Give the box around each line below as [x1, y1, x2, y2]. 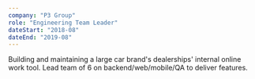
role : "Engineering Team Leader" [8, 19, 118, 27]
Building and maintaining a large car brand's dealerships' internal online [8, 55, 242, 64]
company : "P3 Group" [8, 11, 77, 20]
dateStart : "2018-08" [8, 26, 80, 34]
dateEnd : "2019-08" [8, 33, 73, 41]
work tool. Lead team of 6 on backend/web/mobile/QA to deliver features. [8, 63, 249, 73]
